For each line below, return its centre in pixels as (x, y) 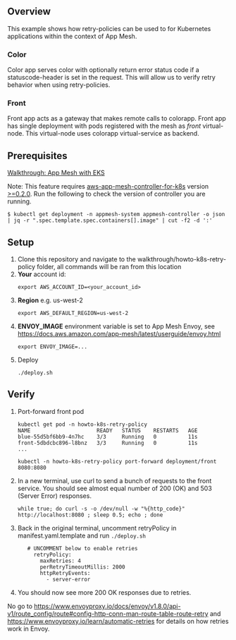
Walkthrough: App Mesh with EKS (56, 173)
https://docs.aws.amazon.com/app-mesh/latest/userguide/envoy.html (119, 334)
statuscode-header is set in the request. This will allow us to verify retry (112, 78)
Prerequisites (37, 156)
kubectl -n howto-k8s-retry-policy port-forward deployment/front (117, 461)
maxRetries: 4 (60, 561)
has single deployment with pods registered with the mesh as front (104, 126)
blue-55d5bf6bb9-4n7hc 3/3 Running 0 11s (107, 437)
